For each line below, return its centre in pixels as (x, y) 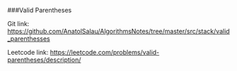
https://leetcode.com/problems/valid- (105, 52)
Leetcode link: (28, 52)
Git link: (18, 24)
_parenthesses (29, 39)
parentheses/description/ (44, 60)
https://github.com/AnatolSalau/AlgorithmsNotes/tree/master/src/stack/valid (118, 31)
